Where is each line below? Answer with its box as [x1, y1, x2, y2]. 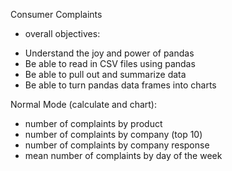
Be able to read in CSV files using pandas [24, 58, 196, 69]
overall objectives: [24, 28, 101, 39]
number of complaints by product [24, 118, 163, 129]
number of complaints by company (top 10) [24, 129, 203, 140]
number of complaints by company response [24, 139, 210, 151]
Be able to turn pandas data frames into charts [24, 79, 217, 91]
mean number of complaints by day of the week [24, 150, 223, 161]
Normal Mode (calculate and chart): [10, 99, 157, 110]
